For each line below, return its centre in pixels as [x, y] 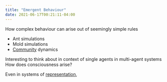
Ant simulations [28, 39]
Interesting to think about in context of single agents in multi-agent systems [83, 59]
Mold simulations [30, 44]
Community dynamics [35, 49]
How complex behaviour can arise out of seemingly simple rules [72, 29]
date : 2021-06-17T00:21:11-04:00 [40, 15]
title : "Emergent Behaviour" [36, 10]
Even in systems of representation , [41, 74]
